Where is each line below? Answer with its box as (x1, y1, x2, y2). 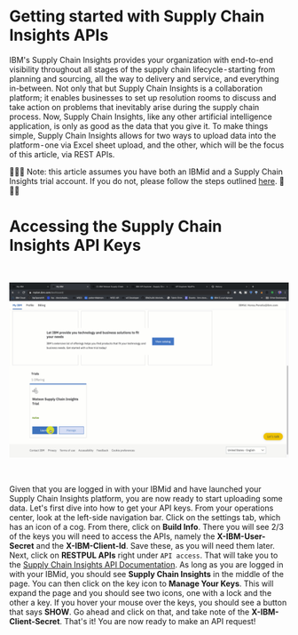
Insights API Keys (9, 236, 142, 255)
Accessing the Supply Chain (9, 216, 223, 237)
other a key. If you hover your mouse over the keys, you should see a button (9, 597, 287, 607)
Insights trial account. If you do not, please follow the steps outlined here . (9, 175, 278, 186)
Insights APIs (9, 25, 109, 45)
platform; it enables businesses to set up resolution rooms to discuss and (9, 92, 277, 103)
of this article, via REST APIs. (9, 149, 115, 159)
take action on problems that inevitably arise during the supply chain (9, 101, 260, 112)
